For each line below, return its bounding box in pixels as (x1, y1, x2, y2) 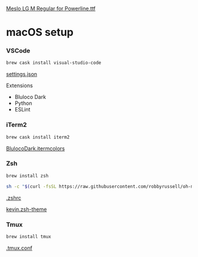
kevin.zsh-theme (6, 206, 47, 213)
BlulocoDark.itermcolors (6, 144, 65, 152)
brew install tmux (6, 233, 51, 239)
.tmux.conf (6, 244, 32, 251)
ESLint (14, 106, 31, 113)
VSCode (6, 47, 31, 55)
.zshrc (6, 194, 22, 201)
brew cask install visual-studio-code (6, 60, 101, 66)
